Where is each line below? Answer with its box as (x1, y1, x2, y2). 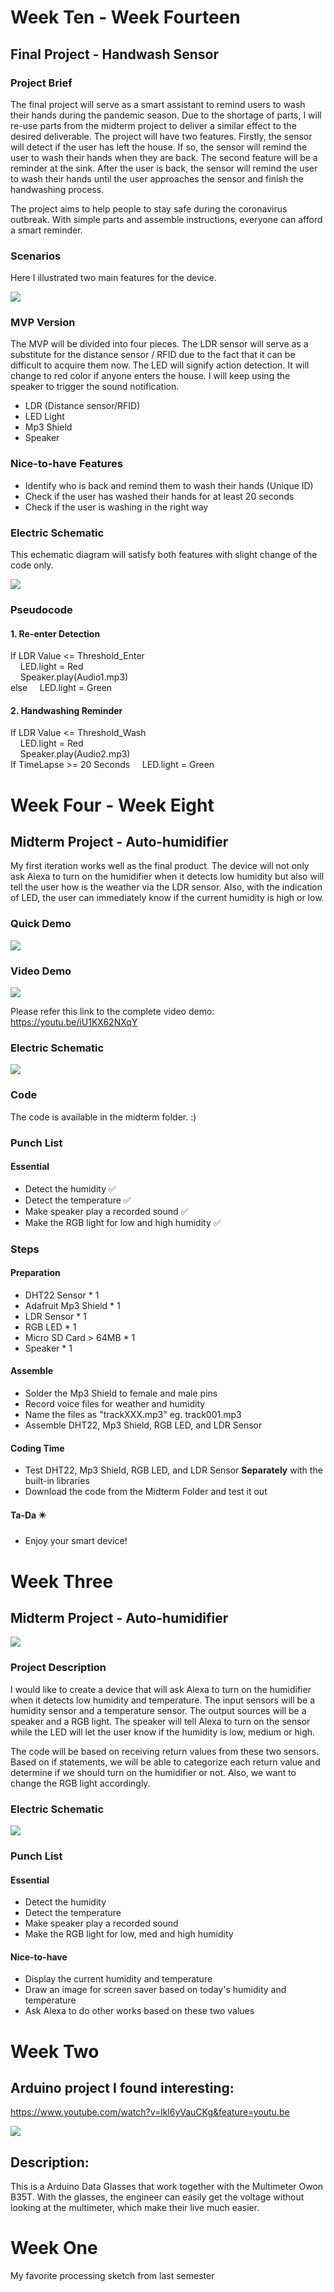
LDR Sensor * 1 (24, 1310, 87, 1322)
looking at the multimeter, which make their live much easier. (10, 2202, 260, 2214)
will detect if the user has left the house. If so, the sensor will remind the (10, 141, 308, 153)
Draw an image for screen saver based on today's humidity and (24, 1984, 287, 1996)
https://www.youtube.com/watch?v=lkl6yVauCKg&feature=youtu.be (10, 2106, 290, 2118)
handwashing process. (10, 183, 105, 195)
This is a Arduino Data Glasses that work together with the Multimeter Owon (10, 2181, 324, 2193)
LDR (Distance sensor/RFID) (24, 400, 141, 412)
